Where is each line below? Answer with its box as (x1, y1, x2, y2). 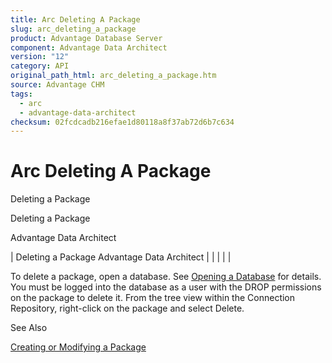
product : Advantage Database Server (10, 33, 163, 43)
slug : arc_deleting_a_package (10, 24, 137, 34)
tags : (10, 89, 33, 99)
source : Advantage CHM (10, 80, 105, 90)
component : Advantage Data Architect (10, 42, 168, 53)
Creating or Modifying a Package (10, 341, 147, 353)
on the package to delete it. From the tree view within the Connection (10, 292, 296, 304)
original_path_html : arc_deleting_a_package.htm (10, 71, 217, 81)
